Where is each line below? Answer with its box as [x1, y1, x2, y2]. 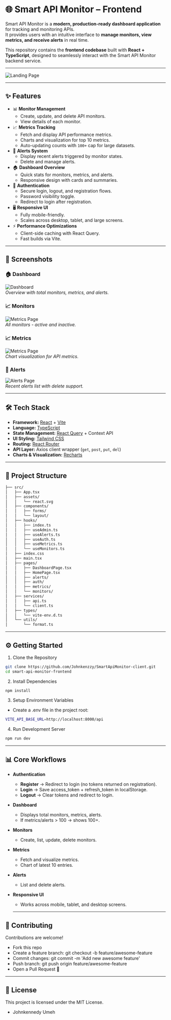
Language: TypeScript [12, 425, 60, 431]
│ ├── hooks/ [5, 518, 38, 523]
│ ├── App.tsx [5, 489, 40, 494]
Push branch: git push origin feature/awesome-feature [12, 961, 127, 967]
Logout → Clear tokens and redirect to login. [20, 792, 113, 798]
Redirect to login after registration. [20, 199, 93, 205]
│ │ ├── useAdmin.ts [5, 527, 58, 533]
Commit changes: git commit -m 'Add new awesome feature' [12, 955, 140, 961]
